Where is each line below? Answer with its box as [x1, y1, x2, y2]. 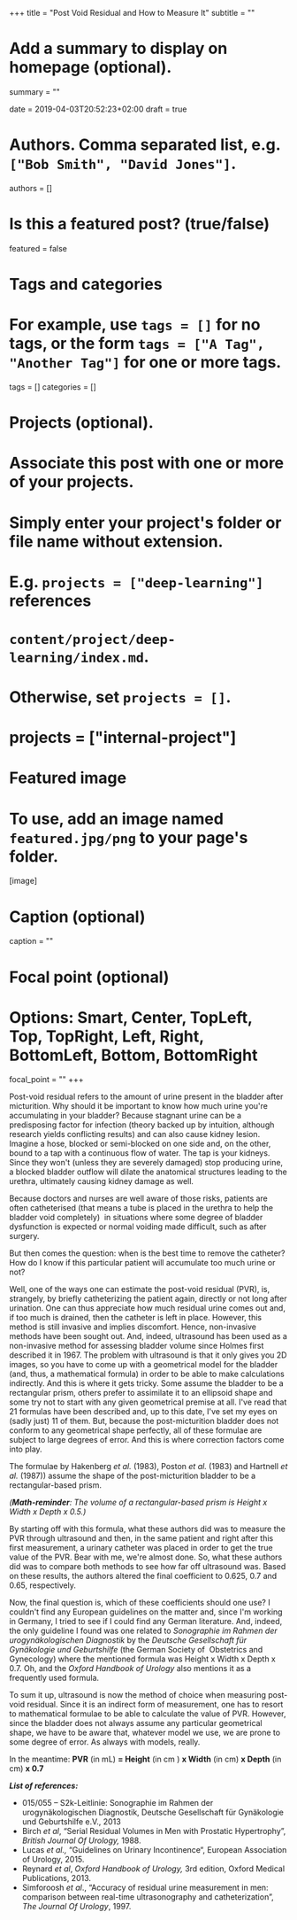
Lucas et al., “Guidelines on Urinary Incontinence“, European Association [21, 1845, 287, 1855]
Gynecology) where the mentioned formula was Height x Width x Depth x [9, 1653, 276, 1664]
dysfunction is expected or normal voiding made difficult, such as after [9, 1221, 267, 1232]
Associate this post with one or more [9, 453, 285, 473]
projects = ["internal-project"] [9, 728, 237, 747]
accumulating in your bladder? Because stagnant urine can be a [9, 1111, 241, 1121]
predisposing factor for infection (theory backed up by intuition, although [9, 1119, 275, 1130]
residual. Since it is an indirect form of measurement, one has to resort [26, 1699, 284, 1710]
